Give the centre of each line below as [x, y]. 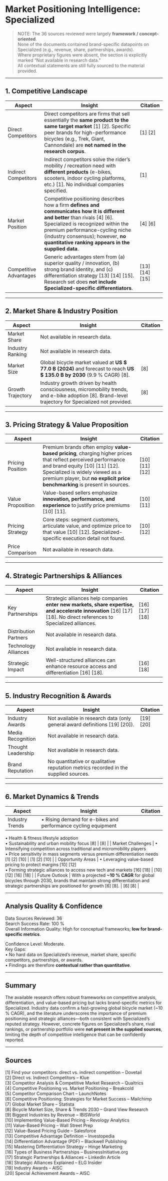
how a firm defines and [72, 205]
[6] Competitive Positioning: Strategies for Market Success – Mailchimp [79, 1099]
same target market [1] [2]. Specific [87, 126]
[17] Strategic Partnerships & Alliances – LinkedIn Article [63, 1158]
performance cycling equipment [79, 826]
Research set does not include [80, 282]
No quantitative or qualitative [81, 761]
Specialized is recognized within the [86, 223]
